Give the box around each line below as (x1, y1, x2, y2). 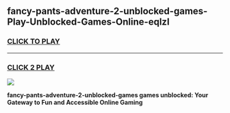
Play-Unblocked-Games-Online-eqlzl (7, 16, 170, 28)
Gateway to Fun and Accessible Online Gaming (7, 98, 143, 106)
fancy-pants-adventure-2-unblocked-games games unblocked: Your (7, 90, 209, 99)
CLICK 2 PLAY (7, 62, 55, 72)
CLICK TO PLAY (7, 37, 60, 47)
